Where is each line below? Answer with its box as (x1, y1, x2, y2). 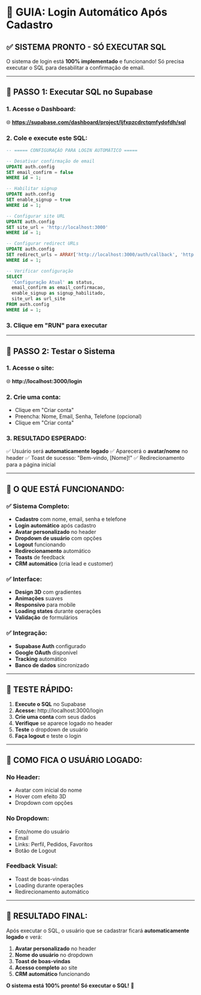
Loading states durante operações (14, 608, 102, 615)
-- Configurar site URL (6, 213, 66, 219)
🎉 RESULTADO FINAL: (6, 911, 88, 921)
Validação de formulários (14, 614, 78, 621)
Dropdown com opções (14, 799, 73, 807)
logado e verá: (6, 933, 42, 941)
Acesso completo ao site (14, 964, 78, 971)
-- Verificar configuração (6, 268, 74, 274)
